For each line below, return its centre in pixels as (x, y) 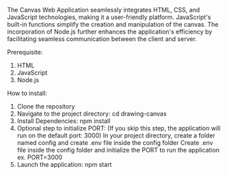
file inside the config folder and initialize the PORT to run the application (118, 150)
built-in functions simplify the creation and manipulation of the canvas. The (113, 24)
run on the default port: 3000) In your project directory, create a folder (116, 135)
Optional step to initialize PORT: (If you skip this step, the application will (119, 128)
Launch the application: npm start (64, 164)
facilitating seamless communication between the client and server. (102, 39)
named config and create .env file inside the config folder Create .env (115, 143)
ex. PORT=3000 (40, 157)
